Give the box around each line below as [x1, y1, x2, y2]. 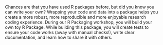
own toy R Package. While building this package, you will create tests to [5, 24, 149, 30]
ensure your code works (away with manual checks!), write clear [5, 30, 135, 35]
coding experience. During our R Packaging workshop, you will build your [5, 19, 152, 25]
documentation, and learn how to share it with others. [5, 34, 112, 40]
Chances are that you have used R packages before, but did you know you [5, 4, 155, 10]
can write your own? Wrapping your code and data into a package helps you [5, 9, 158, 15]
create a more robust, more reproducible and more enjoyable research [5, 14, 146, 20]
